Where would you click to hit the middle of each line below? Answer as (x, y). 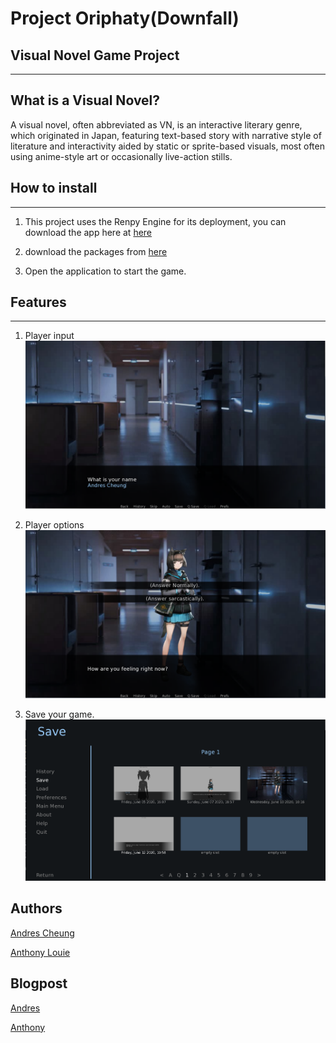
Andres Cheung (42, 933)
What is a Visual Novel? (85, 100)
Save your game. (59, 714)
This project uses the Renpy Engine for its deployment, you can (155, 221)
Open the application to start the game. (105, 271)
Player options (54, 524)
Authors (36, 908)
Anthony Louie (40, 952)
